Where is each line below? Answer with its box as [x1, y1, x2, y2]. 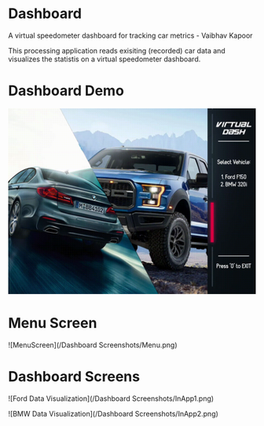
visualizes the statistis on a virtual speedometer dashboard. [8, 54, 201, 64]
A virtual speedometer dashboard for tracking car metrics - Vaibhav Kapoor [8, 31, 253, 40]
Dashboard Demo [8, 82, 124, 100]
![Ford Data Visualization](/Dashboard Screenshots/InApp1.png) [8, 394, 214, 403]
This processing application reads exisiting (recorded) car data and [8, 46, 225, 55]
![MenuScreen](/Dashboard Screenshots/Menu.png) [8, 340, 178, 350]
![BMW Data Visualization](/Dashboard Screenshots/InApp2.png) [8, 409, 218, 418]
